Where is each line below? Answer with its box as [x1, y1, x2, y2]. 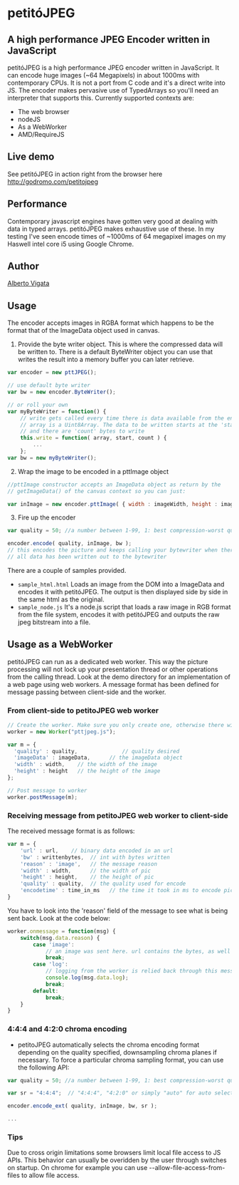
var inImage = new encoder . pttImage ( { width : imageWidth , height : [7, 500, 218, 507]
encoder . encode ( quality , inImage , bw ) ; [7, 540, 132, 547]
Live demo [7, 151, 55, 163]
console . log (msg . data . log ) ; [45, 974, 129, 981]
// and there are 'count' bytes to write [20, 428, 144, 435]
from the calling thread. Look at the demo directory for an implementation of [7, 672, 231, 681]
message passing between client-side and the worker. [7, 688, 166, 696]
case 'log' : [33, 961, 69, 968]
